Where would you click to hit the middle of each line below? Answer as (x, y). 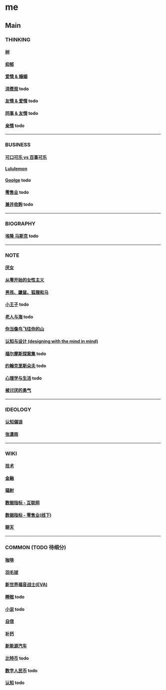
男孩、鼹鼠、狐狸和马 (27, 292)
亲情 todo (15, 125)
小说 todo (15, 609)
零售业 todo (17, 192)
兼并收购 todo (19, 204)
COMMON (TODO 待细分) (36, 547)
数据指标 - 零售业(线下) (28, 515)
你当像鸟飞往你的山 (25, 329)
